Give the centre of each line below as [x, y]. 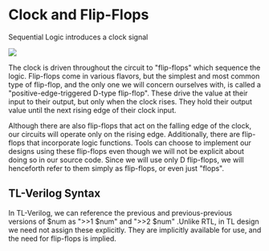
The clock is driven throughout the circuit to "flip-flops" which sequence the [134, 67]
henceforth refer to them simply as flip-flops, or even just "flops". [116, 168]
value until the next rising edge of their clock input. [92, 110]
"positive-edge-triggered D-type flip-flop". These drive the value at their [128, 93]
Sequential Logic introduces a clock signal [78, 37]
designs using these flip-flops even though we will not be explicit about [126, 151]
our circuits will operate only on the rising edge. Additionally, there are [124, 134]
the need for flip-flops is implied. [62, 238]
